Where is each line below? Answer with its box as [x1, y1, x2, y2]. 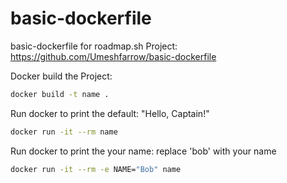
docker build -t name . [10, 89, 110, 99]
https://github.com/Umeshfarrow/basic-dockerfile [10, 50, 217, 62]
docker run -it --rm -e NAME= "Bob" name [10, 164, 182, 174]
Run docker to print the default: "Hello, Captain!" [10, 107, 210, 119]
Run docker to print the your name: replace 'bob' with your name [10, 145, 277, 157]
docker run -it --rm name [10, 127, 118, 137]
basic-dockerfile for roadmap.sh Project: [10, 40, 178, 52]
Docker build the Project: [10, 70, 113, 82]
